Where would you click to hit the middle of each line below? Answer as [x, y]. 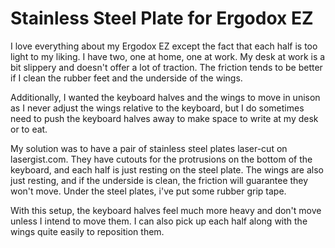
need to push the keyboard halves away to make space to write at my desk [164, 118]
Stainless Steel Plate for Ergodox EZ [162, 18]
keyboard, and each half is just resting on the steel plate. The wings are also [167, 169]
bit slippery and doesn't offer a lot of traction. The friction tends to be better [166, 67]
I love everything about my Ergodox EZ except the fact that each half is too [164, 46]
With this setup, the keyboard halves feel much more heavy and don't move [166, 210]
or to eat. [29, 129]
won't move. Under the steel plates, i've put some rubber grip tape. [148, 191]
